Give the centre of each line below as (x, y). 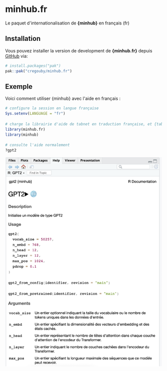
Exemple (19, 87)
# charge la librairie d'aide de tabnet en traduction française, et (79, 124)
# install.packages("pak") (33, 66)
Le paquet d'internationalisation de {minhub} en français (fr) (67, 23)
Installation (23, 39)
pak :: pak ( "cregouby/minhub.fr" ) (39, 71)
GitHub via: (17, 56)
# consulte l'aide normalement (38, 145)
